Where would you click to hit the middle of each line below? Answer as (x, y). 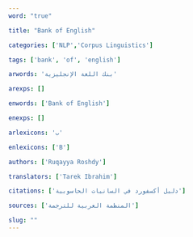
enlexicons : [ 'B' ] (39, 147)
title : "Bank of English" (52, 30)
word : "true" (30, 16)
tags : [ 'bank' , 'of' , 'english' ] (65, 60)
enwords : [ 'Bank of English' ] (59, 104)
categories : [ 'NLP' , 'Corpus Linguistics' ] (81, 45)
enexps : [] (27, 118)
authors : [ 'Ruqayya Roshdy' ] (57, 162)
